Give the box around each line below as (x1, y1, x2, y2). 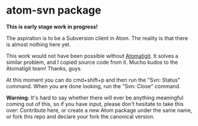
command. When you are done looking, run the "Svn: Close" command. (6, 82, 181, 89)
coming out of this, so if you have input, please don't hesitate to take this (6, 100, 184, 107)
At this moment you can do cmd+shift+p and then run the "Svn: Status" (6, 76, 181, 83)
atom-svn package (6, 4, 102, 17)
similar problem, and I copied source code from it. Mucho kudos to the (6, 59, 178, 66)
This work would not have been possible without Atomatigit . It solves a (6, 52, 179, 59)
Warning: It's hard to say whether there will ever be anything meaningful (6, 94, 184, 101)
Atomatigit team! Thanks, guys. (6, 64, 82, 72)
